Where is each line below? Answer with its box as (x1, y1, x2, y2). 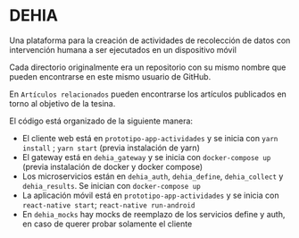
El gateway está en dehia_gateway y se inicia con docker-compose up (21, 151, 271, 162)
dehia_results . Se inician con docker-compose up (21, 180, 201, 191)
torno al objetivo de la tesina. (9, 98, 116, 108)
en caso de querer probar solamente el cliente (21, 218, 193, 229)
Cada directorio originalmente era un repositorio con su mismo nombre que (9, 62, 287, 72)
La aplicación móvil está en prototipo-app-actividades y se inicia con (21, 190, 279, 200)
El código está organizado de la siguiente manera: (9, 115, 194, 126)
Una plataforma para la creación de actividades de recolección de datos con (9, 35, 291, 46)
